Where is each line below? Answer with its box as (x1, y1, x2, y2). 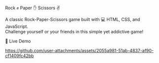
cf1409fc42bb (5, 53, 34, 59)
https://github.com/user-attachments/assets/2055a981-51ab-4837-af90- (5, 48, 154, 53)
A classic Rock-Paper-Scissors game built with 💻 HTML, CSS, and (5, 17, 140, 22)
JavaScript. (5, 23, 29, 29)
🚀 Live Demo (5, 38, 31, 44)
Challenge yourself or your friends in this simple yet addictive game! (5, 29, 144, 34)
